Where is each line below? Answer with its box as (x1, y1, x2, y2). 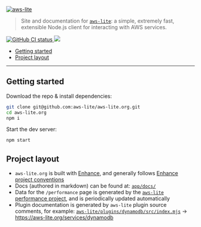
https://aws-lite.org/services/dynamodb (14, 214, 114, 221)
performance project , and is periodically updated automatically (14, 195, 170, 202)
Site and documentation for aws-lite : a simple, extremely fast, (20, 17, 175, 24)
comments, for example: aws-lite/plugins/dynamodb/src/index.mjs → (14, 208, 187, 215)
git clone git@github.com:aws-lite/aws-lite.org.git (6, 104, 141, 110)
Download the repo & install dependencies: (6, 92, 112, 99)
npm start (6, 137, 31, 144)
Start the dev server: (6, 126, 57, 133)
